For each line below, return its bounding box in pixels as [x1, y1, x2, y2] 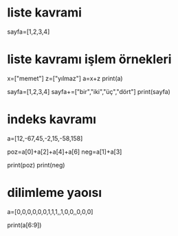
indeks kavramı [7, 112, 97, 128]
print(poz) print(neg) [7, 161, 65, 169]
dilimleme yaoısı [7, 185, 102, 200]
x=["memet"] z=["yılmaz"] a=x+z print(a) [7, 74, 123, 82]
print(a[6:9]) [7, 221, 42, 229]
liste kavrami [7, 5, 82, 21]
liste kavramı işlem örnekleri [7, 51, 172, 67]
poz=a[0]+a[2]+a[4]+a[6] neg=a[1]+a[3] [7, 147, 122, 156]
